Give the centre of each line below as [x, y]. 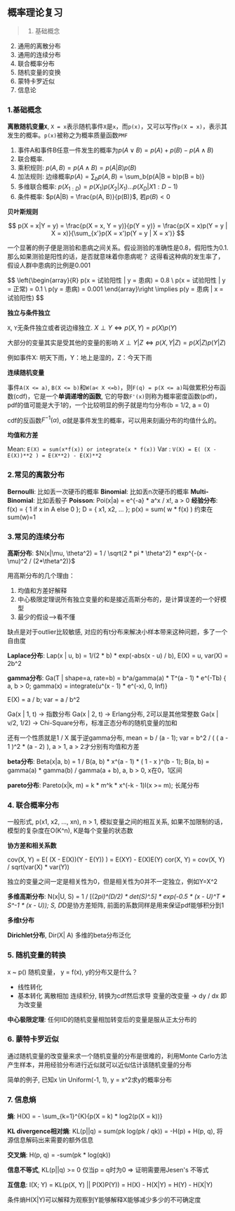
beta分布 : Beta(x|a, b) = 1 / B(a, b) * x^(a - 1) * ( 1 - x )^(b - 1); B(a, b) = [108, 761]
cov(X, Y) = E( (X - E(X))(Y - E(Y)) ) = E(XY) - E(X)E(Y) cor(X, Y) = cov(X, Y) [116, 859]
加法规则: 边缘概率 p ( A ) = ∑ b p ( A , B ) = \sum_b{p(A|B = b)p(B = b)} [111, 177]
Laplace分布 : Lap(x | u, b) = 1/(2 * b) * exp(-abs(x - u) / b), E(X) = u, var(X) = [118, 655]
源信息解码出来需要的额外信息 [50, 1140]
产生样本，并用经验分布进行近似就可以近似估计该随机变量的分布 [99, 1065]
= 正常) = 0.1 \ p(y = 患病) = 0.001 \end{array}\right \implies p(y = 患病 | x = [115, 289]
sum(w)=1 [22, 517]
